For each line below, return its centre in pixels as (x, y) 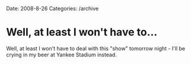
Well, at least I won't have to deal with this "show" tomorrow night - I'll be (96, 48)
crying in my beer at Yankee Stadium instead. (61, 55)
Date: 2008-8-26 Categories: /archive (52, 9)
